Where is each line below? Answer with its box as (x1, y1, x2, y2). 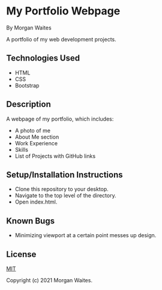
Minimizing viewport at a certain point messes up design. (14, 232, 157, 239)
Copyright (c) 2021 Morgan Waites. (6, 277, 93, 283)
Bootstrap (14, 82, 40, 89)
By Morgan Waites (6, 24, 52, 31)
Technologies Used (6, 53, 80, 64)
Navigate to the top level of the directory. (14, 192, 116, 199)
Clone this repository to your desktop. (14, 186, 109, 193)
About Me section (14, 133, 59, 140)
